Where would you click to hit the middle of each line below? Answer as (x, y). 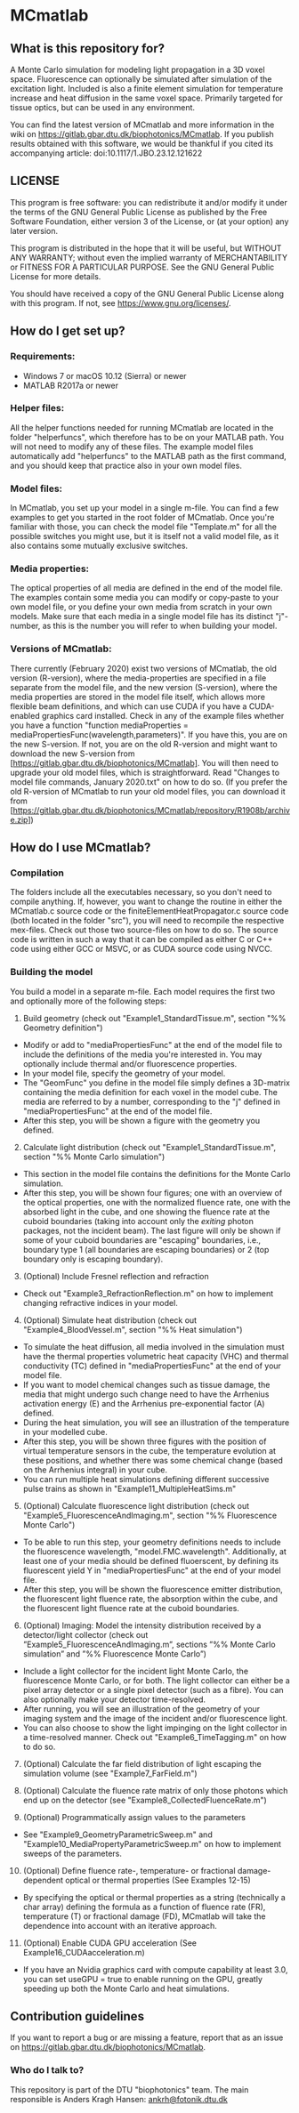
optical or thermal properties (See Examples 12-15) (158, 1880)
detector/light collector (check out (85, 1634)
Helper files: (37, 408)
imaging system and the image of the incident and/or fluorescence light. (155, 1718)
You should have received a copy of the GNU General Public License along (147, 294)
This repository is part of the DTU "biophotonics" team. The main (129, 2089)
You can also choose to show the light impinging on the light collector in (155, 1728)
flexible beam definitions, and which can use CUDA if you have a (129, 706)
